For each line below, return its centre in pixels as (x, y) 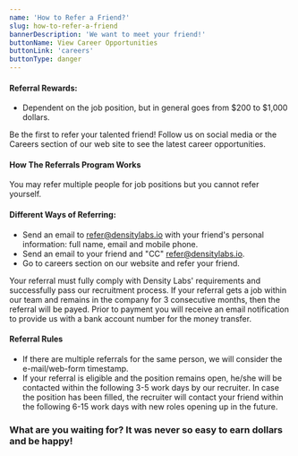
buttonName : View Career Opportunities (84, 43)
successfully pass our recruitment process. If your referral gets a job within (148, 290)
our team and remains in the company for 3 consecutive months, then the (145, 299)
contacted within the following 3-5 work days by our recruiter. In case (151, 387)
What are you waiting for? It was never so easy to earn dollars (146, 429)
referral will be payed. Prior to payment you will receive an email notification (149, 309)
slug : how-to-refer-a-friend (64, 26)
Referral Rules (36, 339)
